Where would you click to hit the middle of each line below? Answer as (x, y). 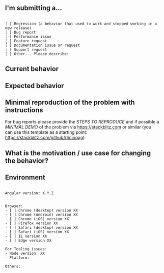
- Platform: (17, 258)
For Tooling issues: (26, 249)
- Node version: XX (25, 253)
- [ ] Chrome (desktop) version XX (41, 210)
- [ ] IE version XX (26, 236)
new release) (18, 28)
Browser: (14, 206)
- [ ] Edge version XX (28, 241)
